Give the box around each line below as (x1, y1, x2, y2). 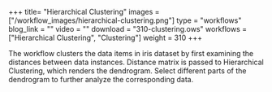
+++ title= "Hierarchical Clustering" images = (8, 7, 160, 16)
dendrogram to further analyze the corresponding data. (8, 75, 194, 84)
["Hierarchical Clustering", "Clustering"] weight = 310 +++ (8, 33, 203, 42)
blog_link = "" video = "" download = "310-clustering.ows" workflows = (8, 24, 248, 33)
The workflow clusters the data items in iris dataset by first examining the (8, 49, 254, 58)
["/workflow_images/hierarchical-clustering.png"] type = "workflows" (8, 15, 242, 25)
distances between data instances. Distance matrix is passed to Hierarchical (8, 57, 264, 67)
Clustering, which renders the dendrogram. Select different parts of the (8, 66, 247, 76)
